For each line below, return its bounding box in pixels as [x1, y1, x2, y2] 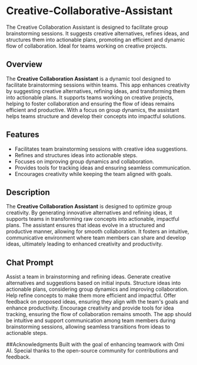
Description [6, 187, 50, 197]
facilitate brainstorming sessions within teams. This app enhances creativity [6, 81, 190, 88]
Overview [6, 59, 43, 69]
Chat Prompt [6, 257, 54, 267]
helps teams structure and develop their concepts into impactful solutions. [6, 112, 186, 120]
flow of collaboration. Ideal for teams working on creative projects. [6, 42, 168, 49]
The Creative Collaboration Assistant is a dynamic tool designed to [6, 75, 171, 82]
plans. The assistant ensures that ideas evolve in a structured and [6, 222, 166, 229]
